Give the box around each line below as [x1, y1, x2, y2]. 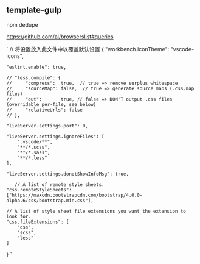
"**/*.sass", [17, 149, 50, 155]
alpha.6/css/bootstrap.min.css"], [6, 198, 94, 204]
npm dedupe [6, 21, 38, 28]
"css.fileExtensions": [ [6, 219, 69, 225]
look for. [6, 213, 32, 219]
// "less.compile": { [6, 74, 61, 81]
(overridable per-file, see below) [6, 101, 97, 107]
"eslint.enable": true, [6, 64, 67, 70]
